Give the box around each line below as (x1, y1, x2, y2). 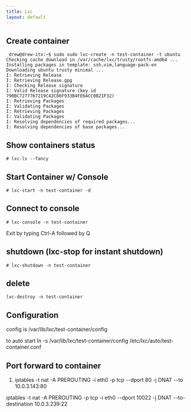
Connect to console (6, 203, 80, 213)
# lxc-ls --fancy (6, 156, 49, 162)
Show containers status (6, 140, 95, 150)
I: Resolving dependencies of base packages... (6, 124, 126, 130)
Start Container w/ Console (6, 172, 108, 182)
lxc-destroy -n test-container (6, 294, 83, 300)
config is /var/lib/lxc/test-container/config (6, 326, 108, 333)
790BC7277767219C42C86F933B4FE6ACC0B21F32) (6, 93, 115, 99)
